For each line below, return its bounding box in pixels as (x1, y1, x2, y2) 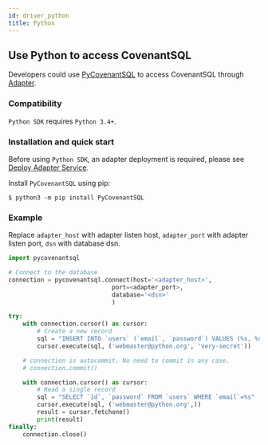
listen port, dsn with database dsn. (8, 238, 121, 248)
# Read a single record (37, 386, 116, 394)
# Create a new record (37, 328, 112, 336)
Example (8, 212, 43, 223)
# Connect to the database (8, 269, 98, 277)
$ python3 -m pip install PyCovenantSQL (8, 193, 145, 202)
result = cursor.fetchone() (37, 408, 130, 416)
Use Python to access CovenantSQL (8, 49, 191, 62)
